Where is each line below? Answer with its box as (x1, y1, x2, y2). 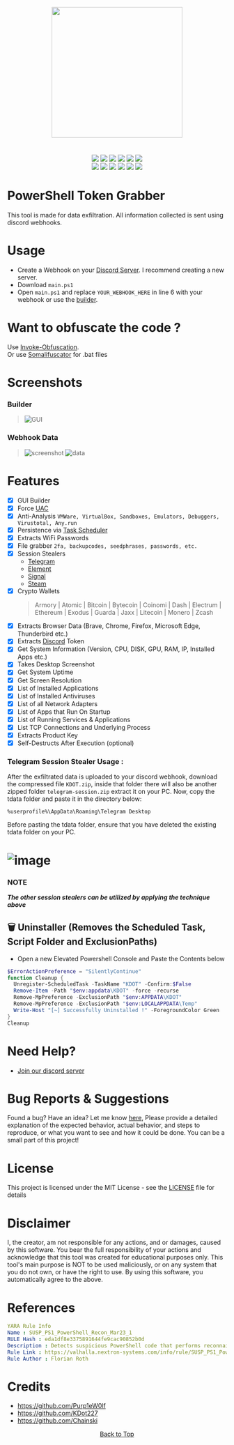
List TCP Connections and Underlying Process (17, 723, 151, 731)
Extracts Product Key (17, 731, 78, 739)
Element (27, 565, 52, 573)
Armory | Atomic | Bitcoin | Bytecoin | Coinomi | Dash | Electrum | (34, 601, 221, 609)
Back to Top (100, 1430, 134, 1439)
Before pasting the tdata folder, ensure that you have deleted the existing (7, 820, 217, 829)
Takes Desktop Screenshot (17, 660, 95, 668)
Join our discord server (17, 1066, 85, 1075)
